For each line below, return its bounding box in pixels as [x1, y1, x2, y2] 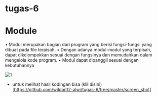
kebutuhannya [5, 62, 35, 69]
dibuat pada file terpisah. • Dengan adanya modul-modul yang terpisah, [5, 47, 152, 53]
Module [5, 25, 37, 37]
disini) [89, 81, 102, 87]
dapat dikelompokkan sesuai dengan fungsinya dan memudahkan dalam [5, 52, 153, 58]
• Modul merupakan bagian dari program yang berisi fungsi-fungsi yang [5, 42, 152, 48]
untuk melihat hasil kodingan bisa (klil [12, 81, 89, 87]
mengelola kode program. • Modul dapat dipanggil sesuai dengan [5, 57, 139, 63]
